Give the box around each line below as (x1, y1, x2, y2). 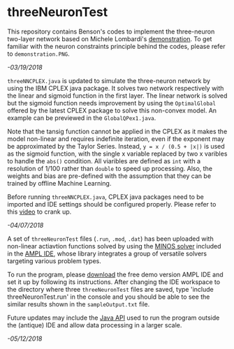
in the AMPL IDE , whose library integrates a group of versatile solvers (7, 249, 207, 258)
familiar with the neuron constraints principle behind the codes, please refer (7, 42, 226, 50)
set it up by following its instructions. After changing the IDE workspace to (7, 277, 221, 286)
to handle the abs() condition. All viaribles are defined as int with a (7, 156, 201, 165)
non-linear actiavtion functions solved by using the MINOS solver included (7, 242, 221, 250)
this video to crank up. (7, 207, 72, 216)
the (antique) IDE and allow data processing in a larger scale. (7, 320, 182, 329)
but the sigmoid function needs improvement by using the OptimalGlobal (7, 98, 217, 107)
